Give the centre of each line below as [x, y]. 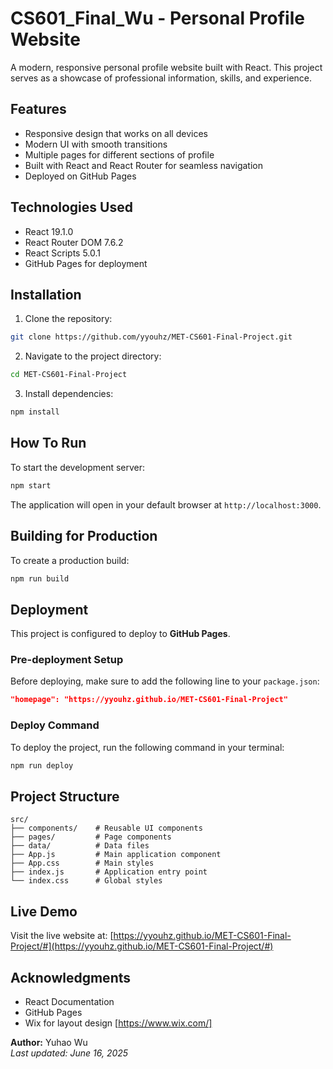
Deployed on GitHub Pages [80, 176]
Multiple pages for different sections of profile [119, 154]
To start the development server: [78, 467]
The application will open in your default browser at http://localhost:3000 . [166, 504]
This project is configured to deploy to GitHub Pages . [120, 634]
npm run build [40, 578]
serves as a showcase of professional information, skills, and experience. [161, 78]
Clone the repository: [68, 319]
